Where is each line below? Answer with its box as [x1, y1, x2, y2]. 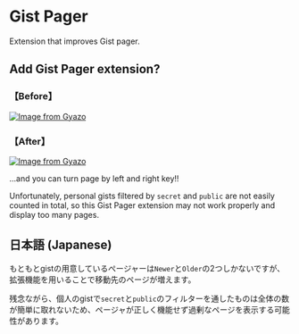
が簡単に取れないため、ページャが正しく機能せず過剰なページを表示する [9, 304, 275, 314]
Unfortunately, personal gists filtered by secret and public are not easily [9, 190, 275, 201]
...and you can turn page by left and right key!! [9, 172, 179, 184]
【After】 [9, 135, 51, 147]
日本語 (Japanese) [9, 238, 112, 253]
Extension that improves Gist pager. [9, 36, 140, 46]
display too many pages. [9, 209, 100, 220]
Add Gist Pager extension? [9, 62, 161, 77]
